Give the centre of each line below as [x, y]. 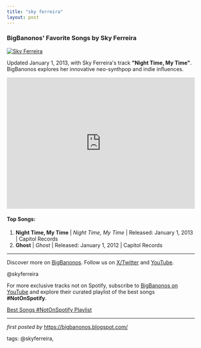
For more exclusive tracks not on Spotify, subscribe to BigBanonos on [92, 285]
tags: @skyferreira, [30, 338]
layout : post [23, 17]
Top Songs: [21, 219]
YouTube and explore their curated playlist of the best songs [81, 292]
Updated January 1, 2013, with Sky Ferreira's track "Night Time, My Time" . [99, 63]
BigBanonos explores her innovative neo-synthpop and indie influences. [95, 69]
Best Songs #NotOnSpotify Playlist [49, 310]
